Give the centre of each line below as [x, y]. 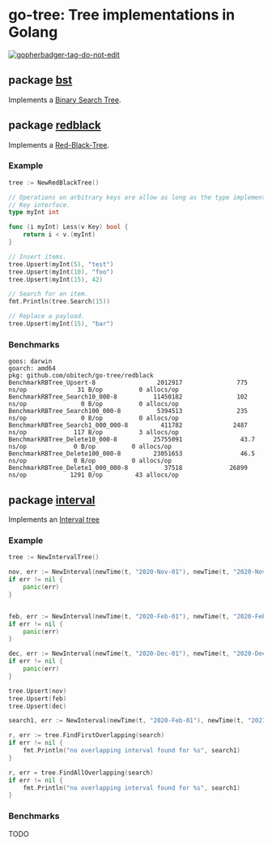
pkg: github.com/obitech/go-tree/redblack [81, 376]
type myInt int [34, 213]
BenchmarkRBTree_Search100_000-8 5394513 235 [128, 412]
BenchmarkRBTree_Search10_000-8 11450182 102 [128, 397]
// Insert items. [38, 257]
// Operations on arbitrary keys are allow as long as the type [119, 197]
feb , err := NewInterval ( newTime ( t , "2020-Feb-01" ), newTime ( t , [119, 616]
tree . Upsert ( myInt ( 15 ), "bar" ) [61, 324]
